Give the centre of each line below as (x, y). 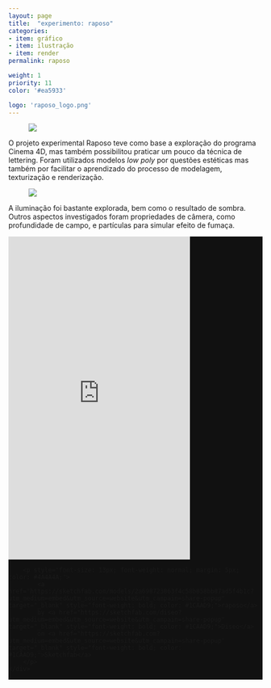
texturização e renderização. (56, 178)
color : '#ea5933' (38, 90)
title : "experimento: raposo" (61, 23)
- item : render (34, 53)
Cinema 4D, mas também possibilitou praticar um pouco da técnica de (125, 152)
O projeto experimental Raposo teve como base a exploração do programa (132, 143)
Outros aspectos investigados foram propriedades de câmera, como (122, 217)
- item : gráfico (35, 38)
